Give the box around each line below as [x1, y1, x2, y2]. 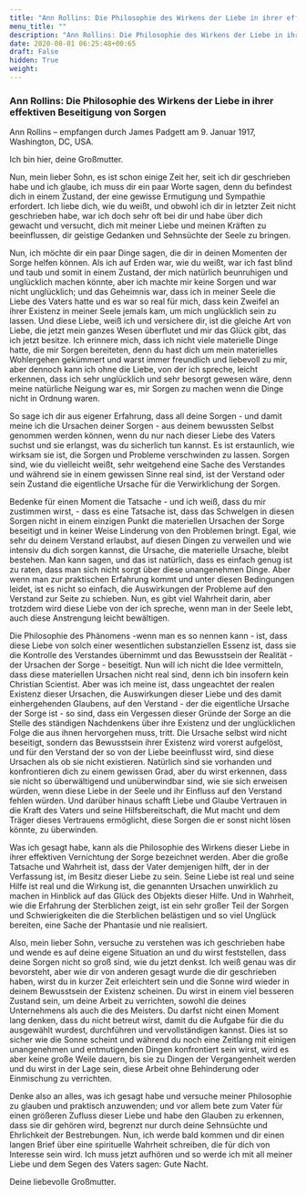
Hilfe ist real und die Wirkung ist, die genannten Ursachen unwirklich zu [9, 881, 279, 892]
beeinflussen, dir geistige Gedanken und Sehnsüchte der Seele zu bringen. [9, 230, 291, 241]
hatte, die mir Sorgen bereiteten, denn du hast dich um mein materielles [9, 344, 279, 356]
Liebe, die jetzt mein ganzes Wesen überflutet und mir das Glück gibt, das [9, 325, 287, 336]
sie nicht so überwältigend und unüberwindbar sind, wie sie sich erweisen [9, 776, 288, 787]
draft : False [9, 47, 59, 57]
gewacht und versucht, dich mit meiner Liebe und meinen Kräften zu [9, 220, 267, 231]
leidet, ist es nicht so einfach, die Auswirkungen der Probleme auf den [9, 583, 273, 594]
